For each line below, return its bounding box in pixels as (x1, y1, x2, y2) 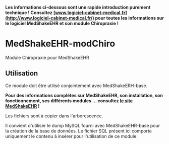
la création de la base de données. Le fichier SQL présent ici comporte (5, 128, 152, 134)
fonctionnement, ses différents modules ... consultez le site (5, 98, 133, 104)
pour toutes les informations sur (95, 15, 164, 21)
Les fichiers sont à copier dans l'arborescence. (5, 113, 103, 119)
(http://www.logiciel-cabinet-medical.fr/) (5, 15, 94, 21)
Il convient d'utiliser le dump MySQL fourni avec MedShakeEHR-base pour (5, 122, 160, 128)
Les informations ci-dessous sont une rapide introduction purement (5, 5, 151, 10)
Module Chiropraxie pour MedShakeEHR (5, 54, 89, 60)
